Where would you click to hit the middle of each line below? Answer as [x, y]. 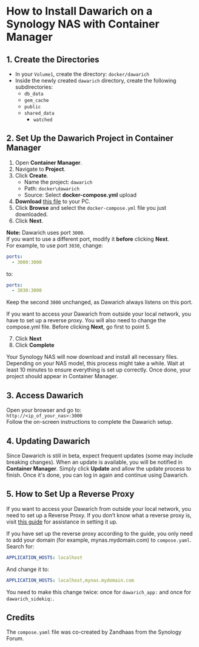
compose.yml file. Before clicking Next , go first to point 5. [78, 327]
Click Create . [32, 175]
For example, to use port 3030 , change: [55, 245]
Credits [21, 618]
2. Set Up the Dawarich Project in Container [90, 138]
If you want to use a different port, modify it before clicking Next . [88, 239]
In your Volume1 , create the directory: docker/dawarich [82, 74]
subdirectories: [34, 87]
